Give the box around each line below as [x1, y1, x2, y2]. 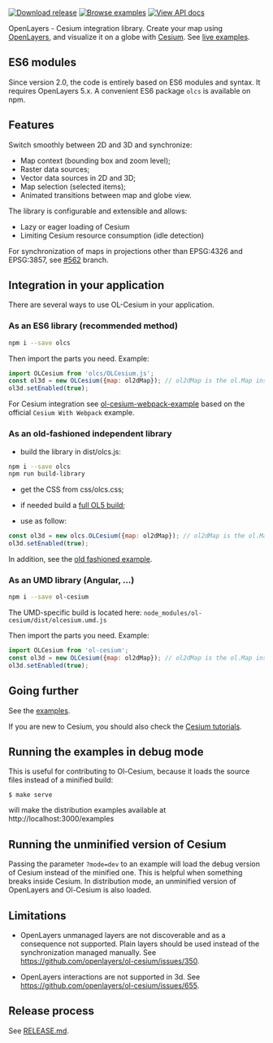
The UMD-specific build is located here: [8, 607, 142, 618]
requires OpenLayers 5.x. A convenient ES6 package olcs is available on [8, 85, 251, 95]
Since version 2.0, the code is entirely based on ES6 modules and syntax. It [8, 77, 261, 87]
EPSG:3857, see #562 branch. [8, 255, 109, 265]
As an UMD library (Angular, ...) [8, 574, 135, 585]
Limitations [8, 909, 67, 922]
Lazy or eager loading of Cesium [19, 221, 130, 231]
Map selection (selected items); [19, 182, 126, 191]
